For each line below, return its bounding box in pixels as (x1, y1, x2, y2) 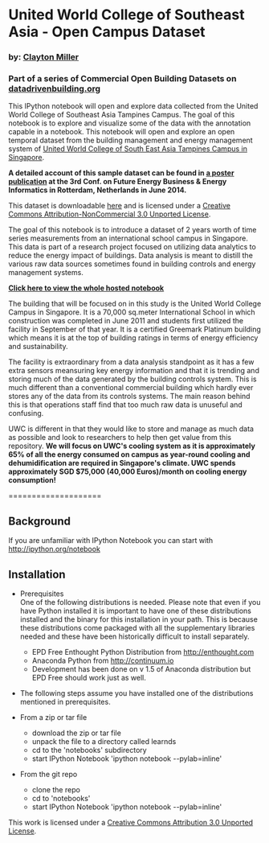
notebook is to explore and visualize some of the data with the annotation (8, 118, 251, 128)
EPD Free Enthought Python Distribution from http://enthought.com (31, 648, 255, 657)
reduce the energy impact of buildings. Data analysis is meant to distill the (8, 251, 253, 261)
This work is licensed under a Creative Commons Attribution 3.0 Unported (8, 818, 254, 828)
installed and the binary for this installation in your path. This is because (19, 615, 259, 624)
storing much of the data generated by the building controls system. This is (8, 374, 257, 384)
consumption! (8, 475, 56, 485)
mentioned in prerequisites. (19, 697, 111, 707)
